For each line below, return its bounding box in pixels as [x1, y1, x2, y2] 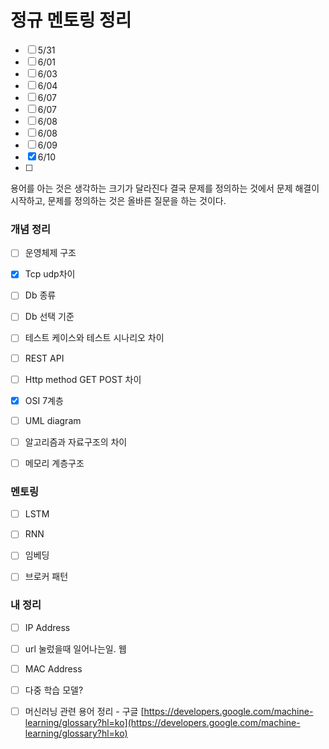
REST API [24, 352, 65, 364]
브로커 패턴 [24, 571, 69, 583]
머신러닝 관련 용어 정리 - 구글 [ [24, 706, 145, 718]
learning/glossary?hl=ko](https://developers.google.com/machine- [24, 717, 301, 729]
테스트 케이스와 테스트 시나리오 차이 [24, 332, 165, 344]
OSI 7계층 [24, 394, 64, 406]
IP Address [24, 621, 71, 633]
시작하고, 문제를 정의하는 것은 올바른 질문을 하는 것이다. [10, 194, 227, 206]
